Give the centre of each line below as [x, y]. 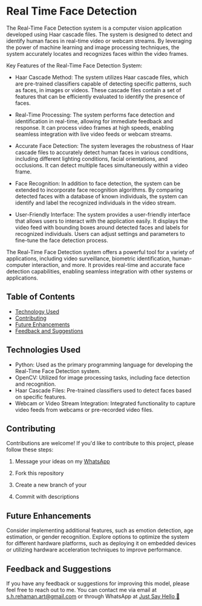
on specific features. [41, 397]
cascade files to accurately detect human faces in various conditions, [102, 152]
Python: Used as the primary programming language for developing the [104, 365]
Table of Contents [41, 297]
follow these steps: [30, 449]
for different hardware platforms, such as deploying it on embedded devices [101, 544]
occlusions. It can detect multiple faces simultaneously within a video [102, 165]
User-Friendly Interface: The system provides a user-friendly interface [103, 214]
